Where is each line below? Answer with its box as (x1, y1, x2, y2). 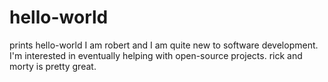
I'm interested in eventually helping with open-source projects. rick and (9, 49, 303, 61)
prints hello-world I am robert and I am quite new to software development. (9, 39, 319, 51)
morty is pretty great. (9, 60, 97, 72)
